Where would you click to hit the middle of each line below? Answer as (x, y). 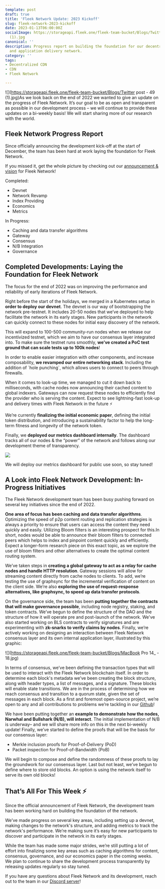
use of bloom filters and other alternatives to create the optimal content (77, 551)
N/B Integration (27, 246)
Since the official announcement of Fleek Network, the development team (80, 806)
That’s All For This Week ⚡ (46, 791)
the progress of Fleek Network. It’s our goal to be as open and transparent (80, 103)
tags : (11, 60)
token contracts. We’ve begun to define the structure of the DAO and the (79, 612)
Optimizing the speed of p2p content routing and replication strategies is (79, 519)
